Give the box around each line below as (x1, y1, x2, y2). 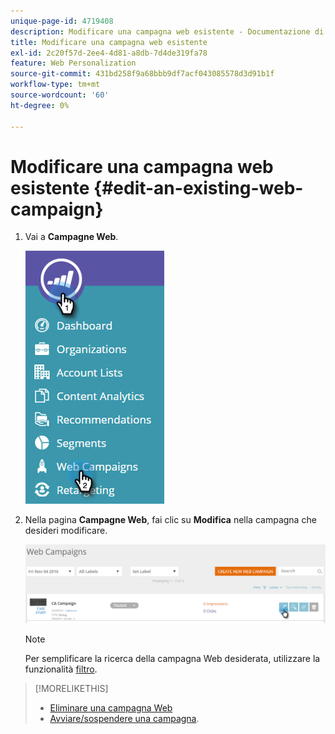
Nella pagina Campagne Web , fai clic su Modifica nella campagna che (24, 514, 317, 526)
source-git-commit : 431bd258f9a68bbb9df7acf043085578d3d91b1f (10, 69, 275, 79)
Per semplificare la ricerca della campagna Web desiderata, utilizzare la (24, 652, 321, 664)
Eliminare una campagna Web (49, 701, 173, 714)
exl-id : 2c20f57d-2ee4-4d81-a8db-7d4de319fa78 (10, 48, 208, 58)
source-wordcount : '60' (10, 90, 110, 100)
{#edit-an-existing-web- (93, 176, 304, 199)
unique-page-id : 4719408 (10, 16, 114, 26)
